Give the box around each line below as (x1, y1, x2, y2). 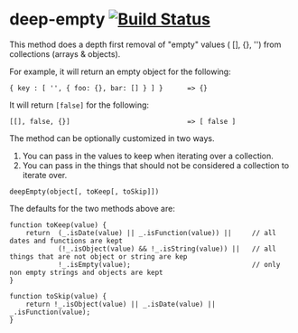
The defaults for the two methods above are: (9, 203, 176, 214)
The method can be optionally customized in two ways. (9, 132, 215, 144)
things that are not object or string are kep (9, 252, 188, 262)
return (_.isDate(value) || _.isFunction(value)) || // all (25, 228, 277, 237)
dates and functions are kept (9, 236, 124, 245)
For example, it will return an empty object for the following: (9, 66, 232, 77)
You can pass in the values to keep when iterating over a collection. (22, 150, 274, 161)
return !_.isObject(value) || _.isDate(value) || (25, 300, 217, 309)
